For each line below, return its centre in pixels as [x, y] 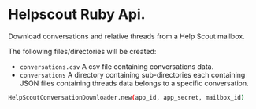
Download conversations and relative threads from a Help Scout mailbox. [127, 36]
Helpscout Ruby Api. [77, 15]
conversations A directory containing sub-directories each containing [132, 74]
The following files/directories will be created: [82, 51]
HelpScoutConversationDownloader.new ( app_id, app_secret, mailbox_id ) [126, 97]
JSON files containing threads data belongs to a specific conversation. [134, 83]
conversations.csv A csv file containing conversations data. [117, 66]
